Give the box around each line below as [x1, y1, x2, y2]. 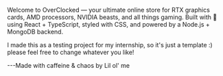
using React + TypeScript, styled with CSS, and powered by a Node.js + [7, 21, 211, 28]
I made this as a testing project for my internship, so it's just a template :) [7, 41, 213, 49]
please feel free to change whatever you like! [7, 48, 134, 56]
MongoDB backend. [7, 27, 64, 36]
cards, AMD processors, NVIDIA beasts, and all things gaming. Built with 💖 [7, 13, 218, 21]
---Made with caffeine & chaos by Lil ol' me [7, 62, 130, 69]
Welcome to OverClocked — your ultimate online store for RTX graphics [7, 6, 211, 14]
